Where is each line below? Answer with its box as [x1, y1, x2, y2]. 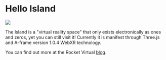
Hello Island [5, 3, 56, 14]
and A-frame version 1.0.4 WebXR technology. [5, 39, 102, 45]
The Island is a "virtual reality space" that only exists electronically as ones [5, 28, 161, 35]
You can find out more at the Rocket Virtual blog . [5, 49, 107, 55]
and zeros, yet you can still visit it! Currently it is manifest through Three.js [5, 34, 160, 40]
